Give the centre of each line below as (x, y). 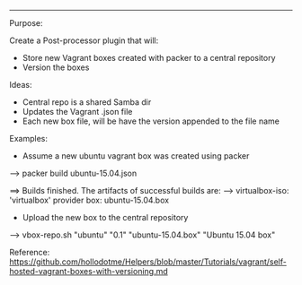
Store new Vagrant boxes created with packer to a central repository (149, 58)
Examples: (28, 138)
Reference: (30, 252)
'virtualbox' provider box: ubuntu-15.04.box (89, 200)
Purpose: (26, 23)
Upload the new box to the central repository (105, 217)
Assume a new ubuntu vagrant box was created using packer (136, 156)
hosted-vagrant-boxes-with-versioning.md (89, 271)
